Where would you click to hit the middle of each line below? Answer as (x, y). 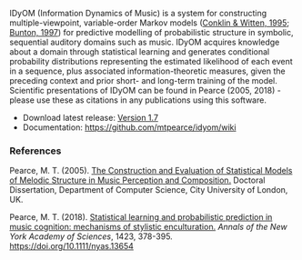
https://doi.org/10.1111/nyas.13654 (72, 246)
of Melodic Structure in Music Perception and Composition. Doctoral (137, 180)
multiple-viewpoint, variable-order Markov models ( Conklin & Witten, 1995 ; (149, 23)
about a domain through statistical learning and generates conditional (140, 52)
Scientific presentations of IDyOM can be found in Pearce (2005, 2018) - (146, 90)
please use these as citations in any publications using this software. (138, 100)
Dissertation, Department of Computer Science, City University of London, (149, 190)
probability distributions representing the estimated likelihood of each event (151, 61)
